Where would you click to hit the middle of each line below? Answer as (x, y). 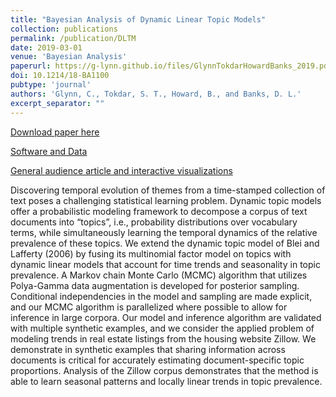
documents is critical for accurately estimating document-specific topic (157, 360)
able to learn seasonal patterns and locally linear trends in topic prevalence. (166, 381)
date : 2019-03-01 (46, 47)
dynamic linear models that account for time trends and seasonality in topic (165, 264)
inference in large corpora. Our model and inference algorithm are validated (166, 317)
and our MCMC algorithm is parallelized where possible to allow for (149, 307)
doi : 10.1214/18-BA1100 (60, 76)
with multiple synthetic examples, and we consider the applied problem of (162, 328)
